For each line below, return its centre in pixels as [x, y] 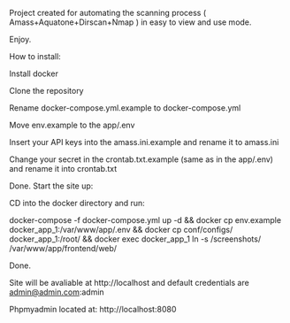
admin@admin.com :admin [57, 292]
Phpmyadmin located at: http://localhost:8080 [93, 309]
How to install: [35, 56]
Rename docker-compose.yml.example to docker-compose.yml [125, 108]
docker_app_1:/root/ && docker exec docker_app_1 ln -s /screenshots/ [135, 239]
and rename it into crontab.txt [63, 169]
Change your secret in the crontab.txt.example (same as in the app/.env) [141, 159]
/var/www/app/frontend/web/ [63, 248]
